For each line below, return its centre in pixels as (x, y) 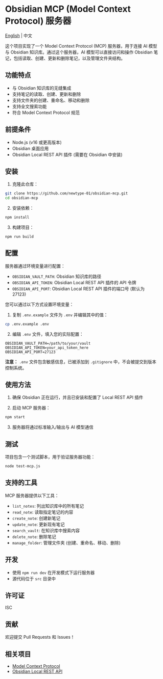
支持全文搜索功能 (29, 106)
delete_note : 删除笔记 (34, 537)
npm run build (20, 237)
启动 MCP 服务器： (31, 408)
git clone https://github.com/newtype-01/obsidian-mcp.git (67, 193)
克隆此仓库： (25, 184)
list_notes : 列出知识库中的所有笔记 (48, 506)
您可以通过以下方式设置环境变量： (39, 304)
